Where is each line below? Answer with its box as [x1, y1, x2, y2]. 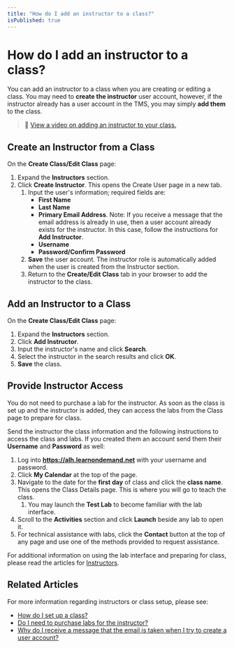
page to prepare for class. [7, 413, 82, 422]
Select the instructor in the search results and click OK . [17, 352, 177, 361]
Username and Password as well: [7, 442, 105, 450]
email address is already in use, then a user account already [38, 218, 212, 226]
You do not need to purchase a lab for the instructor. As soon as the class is [7, 399, 226, 407]
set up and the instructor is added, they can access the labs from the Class [7, 406, 224, 414]
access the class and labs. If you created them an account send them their [7, 434, 222, 443]
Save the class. [17, 360, 62, 368]
